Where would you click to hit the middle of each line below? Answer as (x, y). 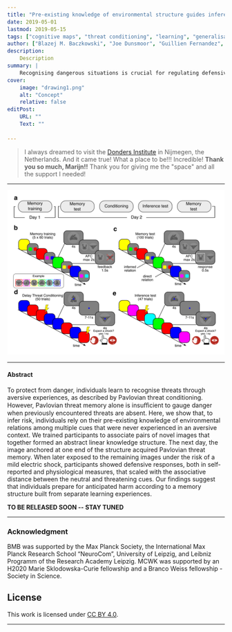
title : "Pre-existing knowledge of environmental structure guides (106, 15)
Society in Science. (35, 576)
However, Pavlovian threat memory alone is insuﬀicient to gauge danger (110, 405)
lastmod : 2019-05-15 (37, 29)
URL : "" (30, 117)
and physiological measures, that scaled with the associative (120, 472)
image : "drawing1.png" (52, 87)
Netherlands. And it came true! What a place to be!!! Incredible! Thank (124, 159)
